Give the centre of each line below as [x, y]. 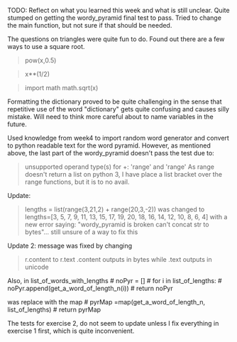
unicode [37, 267]
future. [17, 124]
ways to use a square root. [46, 46]
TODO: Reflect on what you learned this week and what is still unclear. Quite [118, 10]
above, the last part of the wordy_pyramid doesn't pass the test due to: [111, 153]
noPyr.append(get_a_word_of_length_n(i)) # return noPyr [90, 288]
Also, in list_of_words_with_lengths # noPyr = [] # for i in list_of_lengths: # [115, 281]
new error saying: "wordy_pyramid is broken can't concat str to [117, 224]
